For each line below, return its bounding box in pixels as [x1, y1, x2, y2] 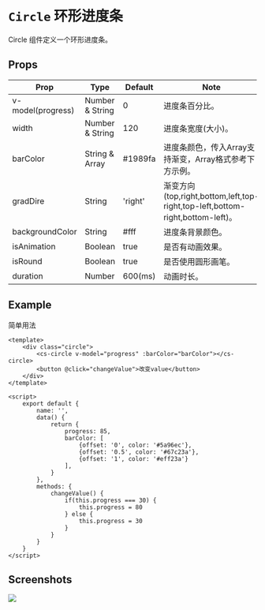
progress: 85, [64, 427, 111, 435]
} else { [64, 510, 93, 518]
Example [8, 298, 52, 312]
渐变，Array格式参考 [170, 153, 247, 164]
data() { [36, 414, 65, 421]
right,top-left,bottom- [162, 200, 246, 211]
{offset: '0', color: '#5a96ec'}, [78, 441, 192, 449]
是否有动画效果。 [162, 241, 227, 253]
